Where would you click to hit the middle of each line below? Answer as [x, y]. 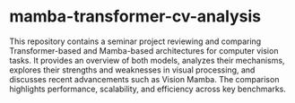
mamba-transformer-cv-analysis [135, 17]
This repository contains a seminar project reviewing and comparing [135, 41]
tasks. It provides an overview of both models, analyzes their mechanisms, [147, 60]
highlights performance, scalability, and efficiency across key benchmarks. [148, 89]
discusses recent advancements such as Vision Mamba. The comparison [144, 79]
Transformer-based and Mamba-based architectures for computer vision [144, 50]
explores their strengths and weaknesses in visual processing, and [132, 70]
